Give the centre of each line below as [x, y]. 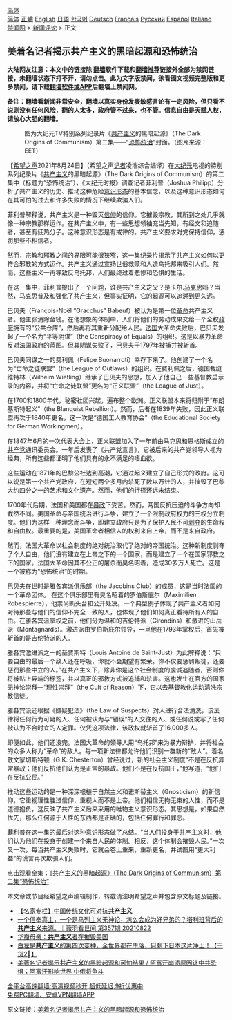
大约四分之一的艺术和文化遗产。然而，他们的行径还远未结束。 [95, 490]
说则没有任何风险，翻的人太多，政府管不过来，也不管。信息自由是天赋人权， [116, 110]
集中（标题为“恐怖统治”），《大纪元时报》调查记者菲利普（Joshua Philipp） [112, 182]
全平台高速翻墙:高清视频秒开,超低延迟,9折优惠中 [75, 985]
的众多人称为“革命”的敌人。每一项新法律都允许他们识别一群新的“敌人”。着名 [115, 750]
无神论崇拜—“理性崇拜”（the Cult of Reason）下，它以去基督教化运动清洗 [112, 687]
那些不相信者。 [34, 240]
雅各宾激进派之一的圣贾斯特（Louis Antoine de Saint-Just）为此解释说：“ [111, 652]
